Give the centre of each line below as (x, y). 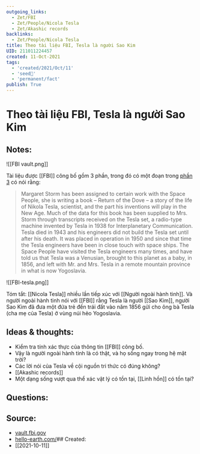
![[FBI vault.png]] (27, 164)
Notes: (19, 149)
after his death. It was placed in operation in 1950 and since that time (106, 238)
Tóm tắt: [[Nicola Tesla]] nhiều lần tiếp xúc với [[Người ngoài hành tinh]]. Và (99, 294)
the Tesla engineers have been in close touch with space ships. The (105, 245)
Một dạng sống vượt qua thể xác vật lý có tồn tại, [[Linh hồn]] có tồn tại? (104, 379)
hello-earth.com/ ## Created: (50, 439)
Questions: (27, 398)
